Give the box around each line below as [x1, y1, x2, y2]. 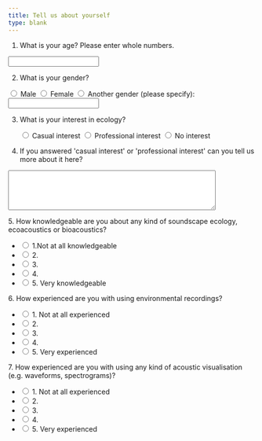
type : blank [8, 19, 47, 27]
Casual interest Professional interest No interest [31, 130, 210, 140]
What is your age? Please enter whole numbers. [19, 40, 175, 50]
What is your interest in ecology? [19, 115, 126, 124]
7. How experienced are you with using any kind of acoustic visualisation [8, 362, 243, 372]
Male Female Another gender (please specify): [20, 89, 195, 98]
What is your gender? [19, 72, 89, 83]
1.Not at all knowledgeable [31, 241, 118, 250]
